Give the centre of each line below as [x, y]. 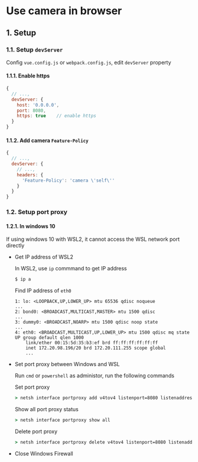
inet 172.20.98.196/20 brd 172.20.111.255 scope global [96, 348]
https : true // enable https [56, 116]
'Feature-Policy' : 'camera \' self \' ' [68, 180]
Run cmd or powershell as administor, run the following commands [94, 376]
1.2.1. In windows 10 [31, 226]
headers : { [30, 175]
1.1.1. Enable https [28, 76]
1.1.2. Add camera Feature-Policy [47, 140]
